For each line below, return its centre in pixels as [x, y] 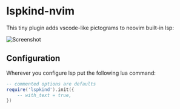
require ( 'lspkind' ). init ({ [40, 89]
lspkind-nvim [40, 11]
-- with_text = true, [44, 95]
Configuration [33, 58]
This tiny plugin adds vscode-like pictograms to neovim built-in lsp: [90, 28]
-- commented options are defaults [51, 84]
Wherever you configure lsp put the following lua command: [81, 73]
